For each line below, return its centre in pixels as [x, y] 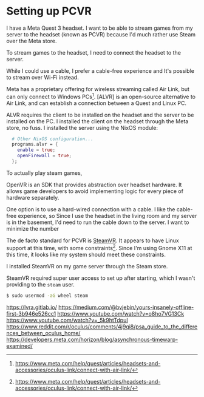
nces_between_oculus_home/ [43, 333]
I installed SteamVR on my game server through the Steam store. [87, 266]
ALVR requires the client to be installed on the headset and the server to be [100, 115]
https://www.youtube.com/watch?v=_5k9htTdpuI [67, 320]
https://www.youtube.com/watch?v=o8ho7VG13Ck [121, 313]
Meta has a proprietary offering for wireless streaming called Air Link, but [98, 89]
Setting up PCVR [49, 11]
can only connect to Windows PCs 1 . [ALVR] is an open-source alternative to [101, 96]
